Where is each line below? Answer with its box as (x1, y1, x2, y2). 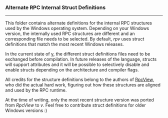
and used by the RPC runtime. (5, 87, 67, 93)
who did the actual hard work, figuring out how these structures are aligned (5, 82, 161, 88)
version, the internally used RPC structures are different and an (5, 30, 135, 36)
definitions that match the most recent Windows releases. (5, 41, 124, 47)
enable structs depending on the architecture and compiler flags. (5, 67, 139, 73)
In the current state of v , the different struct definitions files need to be (5, 51, 150, 57)
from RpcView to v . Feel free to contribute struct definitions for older (5, 102, 146, 108)
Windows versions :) (5, 107, 47, 113)
